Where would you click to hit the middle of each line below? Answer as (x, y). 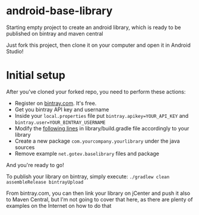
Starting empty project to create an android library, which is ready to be (94, 27)
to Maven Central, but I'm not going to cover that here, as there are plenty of (99, 199)
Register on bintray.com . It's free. (56, 103)
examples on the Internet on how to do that (59, 206)
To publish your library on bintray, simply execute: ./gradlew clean (88, 177)
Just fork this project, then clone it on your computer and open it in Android (99, 45)
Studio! (15, 51)
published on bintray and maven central (55, 33)
